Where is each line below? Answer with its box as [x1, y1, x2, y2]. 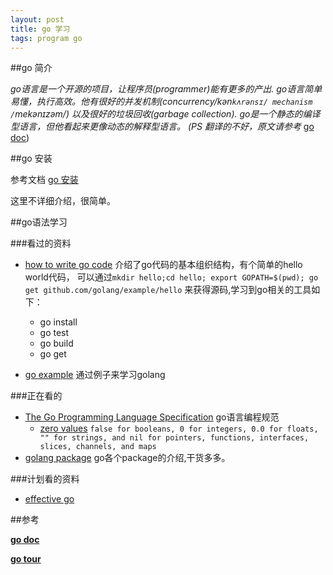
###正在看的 [10, 390, 63, 402]
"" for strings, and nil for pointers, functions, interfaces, [39, 433, 310, 443]
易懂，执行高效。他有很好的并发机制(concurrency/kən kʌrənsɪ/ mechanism [10, 96, 313, 108]
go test [39, 327, 70, 339]
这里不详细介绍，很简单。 [10, 195, 116, 207]
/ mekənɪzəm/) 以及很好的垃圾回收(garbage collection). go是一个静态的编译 [10, 108, 321, 120]
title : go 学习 [10, 24, 71, 34]
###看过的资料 [10, 237, 72, 250]
